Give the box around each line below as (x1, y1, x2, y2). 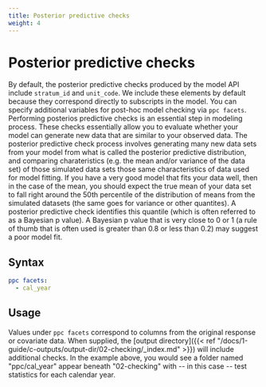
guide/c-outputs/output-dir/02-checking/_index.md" (8, 344, 181, 353)
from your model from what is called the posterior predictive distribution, (8, 148, 247, 157)
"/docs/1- (217, 336, 248, 346)
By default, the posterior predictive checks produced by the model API (8, 80, 240, 89)
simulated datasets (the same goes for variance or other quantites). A (8, 199, 237, 208)
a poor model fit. (8, 232, 63, 242)
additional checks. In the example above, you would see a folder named (8, 353, 244, 362)
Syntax (8, 255, 45, 269)
